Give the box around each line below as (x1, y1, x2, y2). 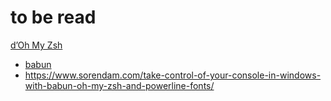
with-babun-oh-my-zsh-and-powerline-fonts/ (24, 79, 215, 91)
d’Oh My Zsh (10, 39, 63, 51)
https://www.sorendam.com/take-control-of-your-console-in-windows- (24, 69, 322, 81)
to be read (10, 6, 97, 29)
